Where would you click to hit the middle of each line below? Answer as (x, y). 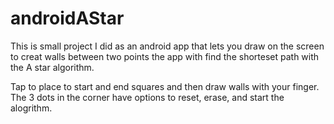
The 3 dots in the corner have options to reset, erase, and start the (147, 97)
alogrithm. (31, 108)
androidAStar (67, 18)
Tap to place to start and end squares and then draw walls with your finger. (165, 86)
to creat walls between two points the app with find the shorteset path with (165, 56)
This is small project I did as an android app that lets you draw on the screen (167, 46)
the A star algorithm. (52, 67)
